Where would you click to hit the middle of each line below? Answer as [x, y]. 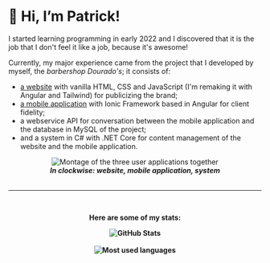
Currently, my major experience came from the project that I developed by [131, 63]
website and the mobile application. [79, 146]
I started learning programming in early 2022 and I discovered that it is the [131, 38]
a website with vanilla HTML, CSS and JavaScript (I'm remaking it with [136, 87]
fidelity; [33, 112]
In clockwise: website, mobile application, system [135, 170]
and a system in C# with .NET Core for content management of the [130, 138]
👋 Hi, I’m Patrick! [64, 16]
